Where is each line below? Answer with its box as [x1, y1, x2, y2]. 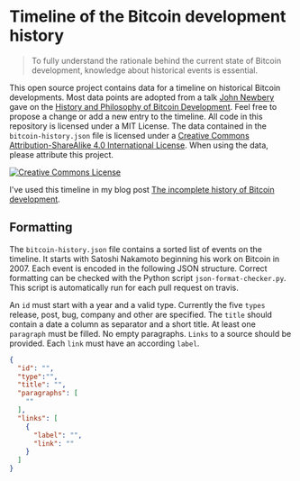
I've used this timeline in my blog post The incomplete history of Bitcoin [9, 184, 275, 195]
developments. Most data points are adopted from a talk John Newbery [9, 92, 275, 103]
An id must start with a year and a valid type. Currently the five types [9, 299, 266, 310]
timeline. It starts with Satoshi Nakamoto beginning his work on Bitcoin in [9, 253, 280, 264]
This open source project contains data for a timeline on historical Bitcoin [9, 82, 281, 93]
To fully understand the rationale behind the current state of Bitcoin [31, 55, 282, 66]
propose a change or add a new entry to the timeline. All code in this [9, 111, 263, 122]
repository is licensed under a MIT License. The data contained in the [9, 120, 268, 132]
